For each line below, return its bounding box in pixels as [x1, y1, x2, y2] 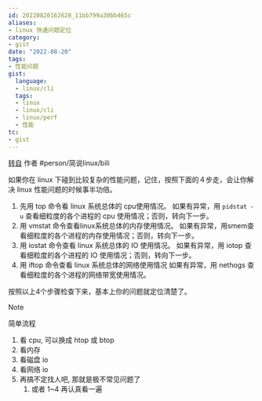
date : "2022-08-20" [8, 48, 72, 56]
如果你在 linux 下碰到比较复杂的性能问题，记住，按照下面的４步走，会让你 [8, 174, 247, 184]
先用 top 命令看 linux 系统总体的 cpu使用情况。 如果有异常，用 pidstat [19, 201, 247, 210]
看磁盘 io [19, 355, 49, 364]
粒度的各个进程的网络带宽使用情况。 [33, 270, 151, 279]
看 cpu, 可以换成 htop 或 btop [19, 335, 115, 344]
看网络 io [19, 364, 49, 374]
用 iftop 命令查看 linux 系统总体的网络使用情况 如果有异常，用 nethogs [19, 260, 246, 269]
